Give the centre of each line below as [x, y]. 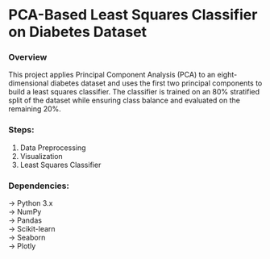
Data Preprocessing [53, 148]
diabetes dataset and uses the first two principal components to [156, 83]
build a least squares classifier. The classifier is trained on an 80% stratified [134, 92]
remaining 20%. [35, 109]
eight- [227, 75]
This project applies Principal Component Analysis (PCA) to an [112, 75]
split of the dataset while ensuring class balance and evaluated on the [124, 100]
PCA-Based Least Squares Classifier [133, 15]
